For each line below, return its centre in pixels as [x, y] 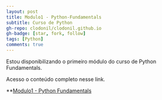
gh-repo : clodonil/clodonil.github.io [54, 28]
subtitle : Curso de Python [39, 22]
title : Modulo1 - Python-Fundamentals [54, 17]
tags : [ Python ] [25, 39]
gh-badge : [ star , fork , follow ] [46, 34]
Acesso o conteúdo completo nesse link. [56, 79]
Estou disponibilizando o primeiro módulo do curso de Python [81, 61]
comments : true [25, 45]
